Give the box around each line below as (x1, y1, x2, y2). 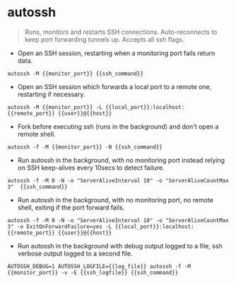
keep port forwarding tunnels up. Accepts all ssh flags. (24, 35, 184, 43)
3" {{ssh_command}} (7, 183, 69, 190)
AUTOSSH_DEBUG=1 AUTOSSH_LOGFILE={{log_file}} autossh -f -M (7, 262, 191, 270)
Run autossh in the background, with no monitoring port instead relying (17, 156, 225, 164)
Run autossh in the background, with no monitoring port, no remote (17, 195, 213, 204)
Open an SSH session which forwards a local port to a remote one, (17, 82, 212, 91)
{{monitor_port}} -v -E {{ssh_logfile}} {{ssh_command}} (7, 269, 179, 276)
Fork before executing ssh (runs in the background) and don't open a (17, 122, 219, 131)
